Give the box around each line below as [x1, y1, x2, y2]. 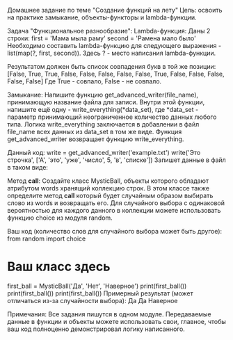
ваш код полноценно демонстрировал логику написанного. [7, 325, 186, 333]
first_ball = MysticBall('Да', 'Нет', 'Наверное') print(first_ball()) [7, 282, 187, 290]
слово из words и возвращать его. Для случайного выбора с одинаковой [7, 199, 225, 207]
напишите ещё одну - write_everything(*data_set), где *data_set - [7, 106, 199, 113]
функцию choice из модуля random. [7, 213, 113, 222]
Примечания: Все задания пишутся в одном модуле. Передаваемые [7, 309, 211, 318]
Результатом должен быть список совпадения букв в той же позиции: [7, 63, 216, 70]
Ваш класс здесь [7, 259, 111, 275]
